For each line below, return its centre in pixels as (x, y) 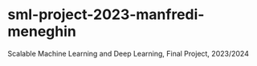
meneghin (42, 31)
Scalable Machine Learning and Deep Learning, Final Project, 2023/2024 (128, 53)
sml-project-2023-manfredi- (106, 15)
